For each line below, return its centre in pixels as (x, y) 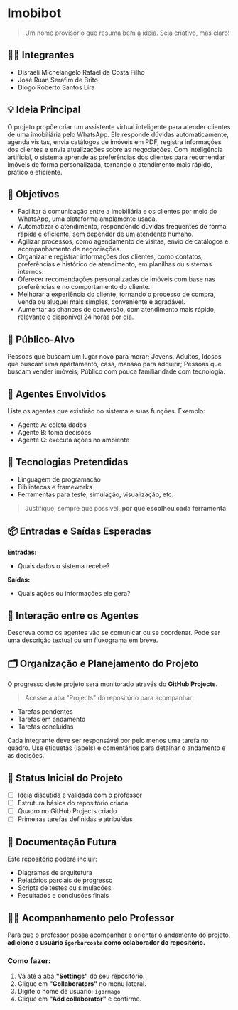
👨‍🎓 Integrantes (41, 55)
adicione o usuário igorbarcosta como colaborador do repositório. (107, 942)
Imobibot (34, 13)
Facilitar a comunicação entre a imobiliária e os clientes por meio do (117, 212)
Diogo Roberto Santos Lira (56, 87)
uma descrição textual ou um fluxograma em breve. (83, 640)
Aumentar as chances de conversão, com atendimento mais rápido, (117, 310)
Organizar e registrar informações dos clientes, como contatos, (110, 256)
